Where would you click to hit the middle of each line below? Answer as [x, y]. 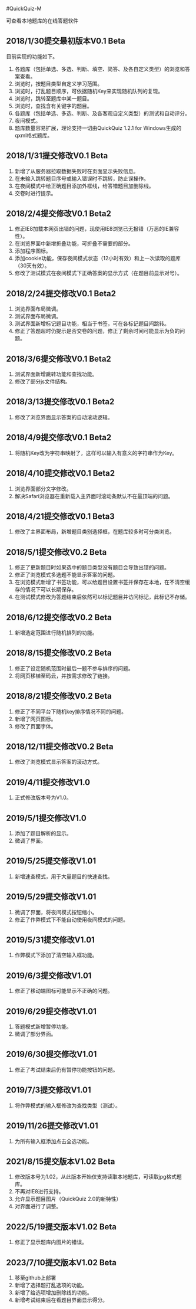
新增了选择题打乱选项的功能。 [51, 1285]
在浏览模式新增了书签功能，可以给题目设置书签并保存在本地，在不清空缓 [102, 582]
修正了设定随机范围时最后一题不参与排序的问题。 [74, 668]
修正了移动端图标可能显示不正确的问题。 [64, 991]
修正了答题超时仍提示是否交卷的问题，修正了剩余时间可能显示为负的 [97, 331]
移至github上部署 [35, 1278]
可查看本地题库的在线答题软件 [42, 21]
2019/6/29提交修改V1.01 [52, 1011]
